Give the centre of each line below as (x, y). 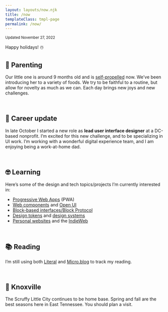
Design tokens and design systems (49, 215)
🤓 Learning (23, 172)
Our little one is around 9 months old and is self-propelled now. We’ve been (83, 77)
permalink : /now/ (23, 24)
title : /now (18, 15)
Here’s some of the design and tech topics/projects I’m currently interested (83, 184)
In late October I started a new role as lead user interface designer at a (79, 131)
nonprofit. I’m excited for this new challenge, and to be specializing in (91, 136)
